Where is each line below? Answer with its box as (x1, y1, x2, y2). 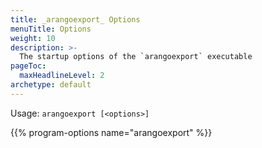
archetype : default (10, 80, 92, 90)
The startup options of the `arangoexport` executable (19, 52, 253, 62)
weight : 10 (10, 33, 56, 43)
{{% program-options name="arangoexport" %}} (10, 126, 213, 138)
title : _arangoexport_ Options (10, 14, 141, 25)
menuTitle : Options (10, 24, 92, 34)
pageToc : (10, 61, 47, 71)
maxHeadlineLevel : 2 (19, 71, 105, 81)
